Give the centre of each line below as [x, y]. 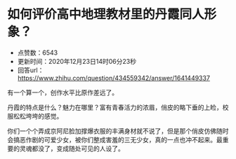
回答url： [31, 70]
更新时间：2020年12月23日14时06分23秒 [77, 61]
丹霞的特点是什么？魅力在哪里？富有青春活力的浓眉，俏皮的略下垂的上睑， [115, 107]
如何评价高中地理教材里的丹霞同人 [106, 14]
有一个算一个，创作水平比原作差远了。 [63, 92]
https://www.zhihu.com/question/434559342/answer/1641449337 [114, 78]
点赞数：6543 [38, 53]
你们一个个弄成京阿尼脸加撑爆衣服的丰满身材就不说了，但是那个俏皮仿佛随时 [118, 131]
